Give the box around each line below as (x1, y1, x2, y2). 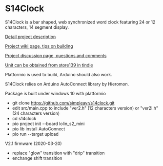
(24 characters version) (12, 110, 60, 116)
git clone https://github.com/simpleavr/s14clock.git (12, 100, 115, 105)
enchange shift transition (12, 155, 62, 161)
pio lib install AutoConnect (12, 125, 65, 132)
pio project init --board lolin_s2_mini (12, 121, 85, 126)
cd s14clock (12, 115, 37, 121)
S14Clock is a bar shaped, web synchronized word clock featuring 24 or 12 (5, 19, 156, 25)
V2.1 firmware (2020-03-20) (5, 140, 62, 146)
